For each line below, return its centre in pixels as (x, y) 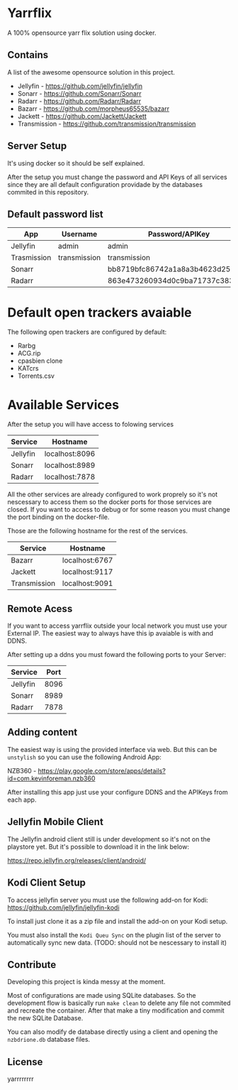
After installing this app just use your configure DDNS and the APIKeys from (118, 792)
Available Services (63, 404)
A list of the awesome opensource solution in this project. (91, 72)
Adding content (42, 732)
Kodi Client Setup (47, 883)
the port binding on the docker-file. (58, 517)
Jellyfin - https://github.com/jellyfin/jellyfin (80, 86)
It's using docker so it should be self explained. (76, 163)
